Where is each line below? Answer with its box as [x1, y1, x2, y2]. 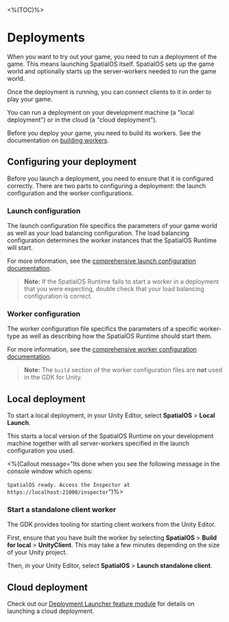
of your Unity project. [7, 549, 67, 557]
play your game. [7, 95, 53, 103]
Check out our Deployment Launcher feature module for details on [7, 600, 195, 608]
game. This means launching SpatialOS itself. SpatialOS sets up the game [7, 60, 215, 68]
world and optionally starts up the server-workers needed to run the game [7, 67, 217, 75]
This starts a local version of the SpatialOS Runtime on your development [7, 432, 214, 440]
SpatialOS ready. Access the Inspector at [7, 482, 130, 489]
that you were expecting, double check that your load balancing [23, 285, 204, 293]
